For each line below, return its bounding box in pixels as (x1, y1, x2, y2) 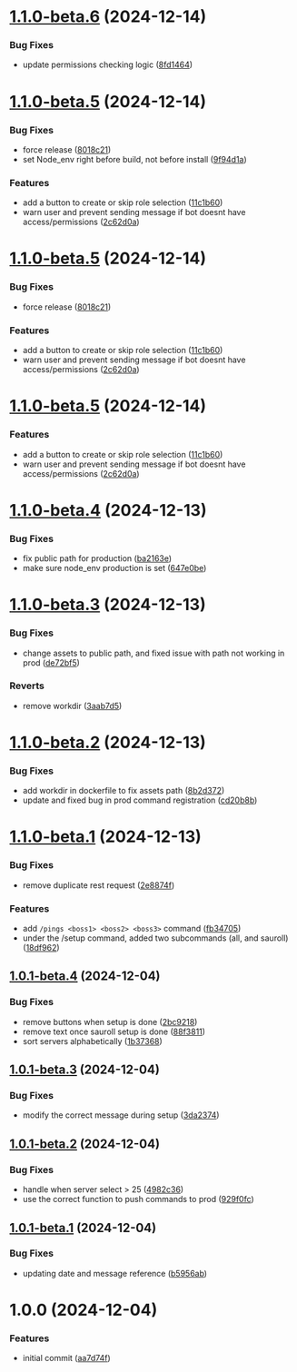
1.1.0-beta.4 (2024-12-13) (9, 499, 207, 520)
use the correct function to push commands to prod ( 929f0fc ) (22, 1194, 254, 1205)
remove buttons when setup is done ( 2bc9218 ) (22, 1016, 198, 1027)
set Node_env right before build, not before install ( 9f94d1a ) (22, 153, 247, 164)
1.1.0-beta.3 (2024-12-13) (9, 595, 206, 615)
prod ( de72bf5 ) (22, 656, 80, 668)
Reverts (9, 679, 45, 692)
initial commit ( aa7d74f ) (22, 1353, 111, 1364)
